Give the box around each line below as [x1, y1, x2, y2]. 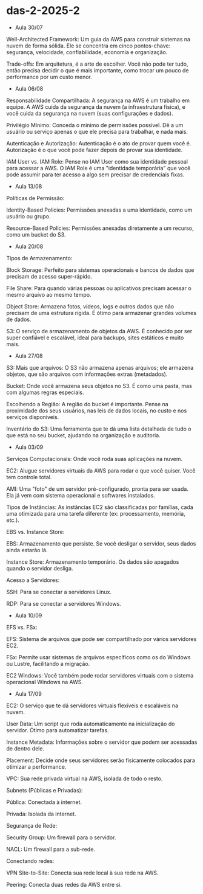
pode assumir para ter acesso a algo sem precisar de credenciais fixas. [6, 171, 185, 178]
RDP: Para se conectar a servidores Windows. [6, 600, 121, 607]
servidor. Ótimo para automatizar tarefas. [6, 726, 109, 733]
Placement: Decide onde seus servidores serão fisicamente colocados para [6, 757, 195, 764]
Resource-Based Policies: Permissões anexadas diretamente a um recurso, [6, 224, 194, 232]
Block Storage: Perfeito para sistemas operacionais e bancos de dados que [6, 266, 195, 274]
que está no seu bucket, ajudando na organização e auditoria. [6, 431, 161, 438]
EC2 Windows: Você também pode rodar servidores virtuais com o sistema [6, 671, 194, 679]
